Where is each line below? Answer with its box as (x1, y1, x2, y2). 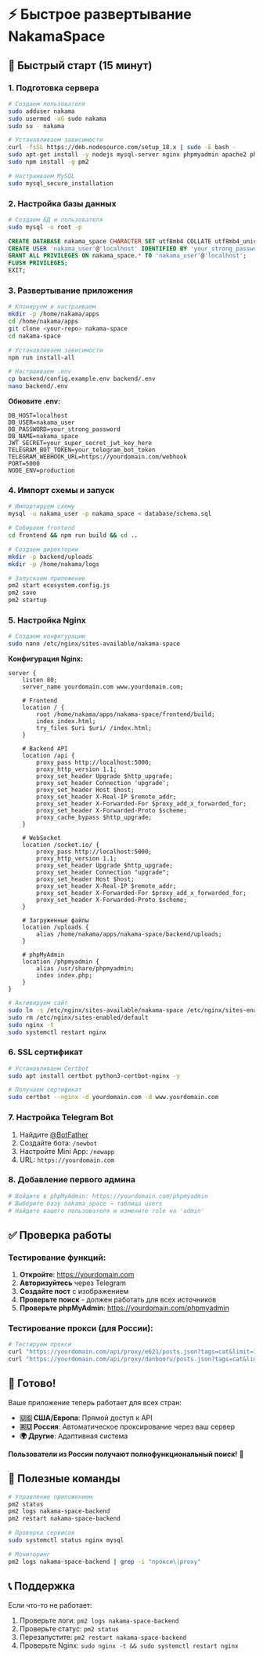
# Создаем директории (8, 546, 79, 553)
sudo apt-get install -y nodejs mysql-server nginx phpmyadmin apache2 (8, 151, 247, 159)
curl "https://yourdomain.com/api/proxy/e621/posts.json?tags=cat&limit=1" (8, 1348, 261, 1356)
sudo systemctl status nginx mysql (8, 1536, 124, 1544)
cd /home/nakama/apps (8, 318, 79, 326)
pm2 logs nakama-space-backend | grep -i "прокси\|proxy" (8, 1558, 201, 1565)
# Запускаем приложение (8, 574, 86, 582)
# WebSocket (22, 834, 61, 842)
